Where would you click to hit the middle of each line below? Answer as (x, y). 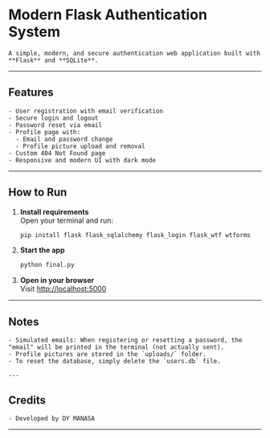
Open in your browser (57, 280)
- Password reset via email (55, 125)
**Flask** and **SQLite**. (53, 60)
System (35, 32)
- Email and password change (64, 139)
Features (31, 93)
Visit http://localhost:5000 (63, 289)
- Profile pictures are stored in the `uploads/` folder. (107, 354)
